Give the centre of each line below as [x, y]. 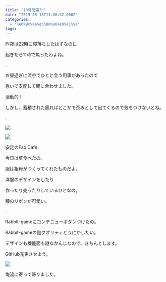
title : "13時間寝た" [25, 10]
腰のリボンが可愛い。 [27, 201]
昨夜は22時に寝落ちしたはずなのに [41, 44]
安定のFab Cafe [21, 147]
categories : [18, 19]
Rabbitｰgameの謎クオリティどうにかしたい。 [52, 233]
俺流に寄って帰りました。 [32, 274]
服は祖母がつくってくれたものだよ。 [43, 169]
